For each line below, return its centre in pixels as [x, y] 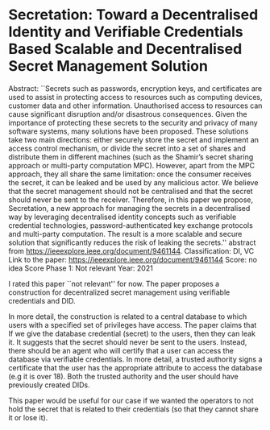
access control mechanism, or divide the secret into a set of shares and [127, 148]
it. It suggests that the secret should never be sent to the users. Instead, [128, 342]
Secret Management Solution [108, 66]
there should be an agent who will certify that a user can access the [121, 350]
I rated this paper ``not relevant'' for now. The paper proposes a [114, 283]
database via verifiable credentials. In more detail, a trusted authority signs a [135, 359]
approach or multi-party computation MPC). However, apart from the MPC [132, 165]
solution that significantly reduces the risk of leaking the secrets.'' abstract [132, 242]
